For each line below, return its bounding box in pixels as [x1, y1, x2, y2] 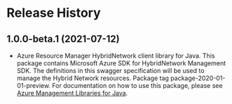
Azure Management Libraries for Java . [16, 89, 128, 97]
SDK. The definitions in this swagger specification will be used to [16, 67, 205, 74]
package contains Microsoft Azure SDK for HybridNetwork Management [16, 59, 226, 67]
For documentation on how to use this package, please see [51, 82, 223, 89]
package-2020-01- [170, 74, 226, 82]
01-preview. [16, 82, 50, 89]
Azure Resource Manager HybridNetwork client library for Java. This [16, 51, 215, 60]
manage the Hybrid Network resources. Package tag [16, 74, 170, 82]
